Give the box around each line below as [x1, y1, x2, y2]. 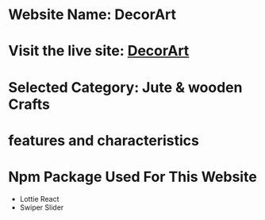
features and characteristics [8, 131, 200, 149]
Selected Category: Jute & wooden [8, 78, 243, 96]
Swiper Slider [19, 203, 64, 212]
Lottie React [19, 194, 60, 203]
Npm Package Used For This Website [8, 168, 258, 186]
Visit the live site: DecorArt [8, 42, 190, 60]
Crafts [8, 95, 50, 113]
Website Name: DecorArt [8, 6, 177, 24]
